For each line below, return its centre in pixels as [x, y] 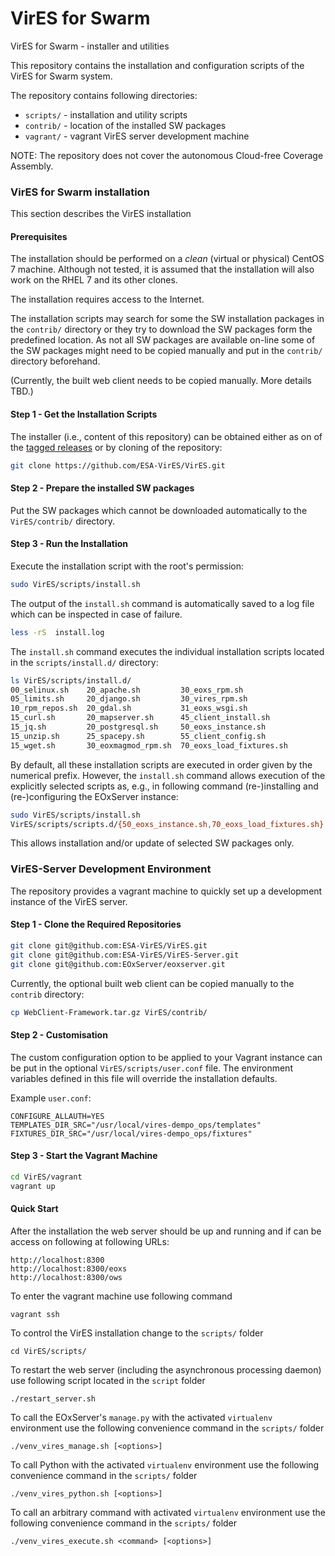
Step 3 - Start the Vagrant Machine [84, 1156]
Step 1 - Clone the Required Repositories [96, 924]
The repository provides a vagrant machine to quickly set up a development [166, 891]
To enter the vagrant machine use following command [121, 1296]
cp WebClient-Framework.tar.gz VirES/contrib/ [109, 1012]
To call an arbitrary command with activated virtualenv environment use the [168, 1512]
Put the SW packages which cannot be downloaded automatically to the [159, 510]
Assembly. [32, 166]
